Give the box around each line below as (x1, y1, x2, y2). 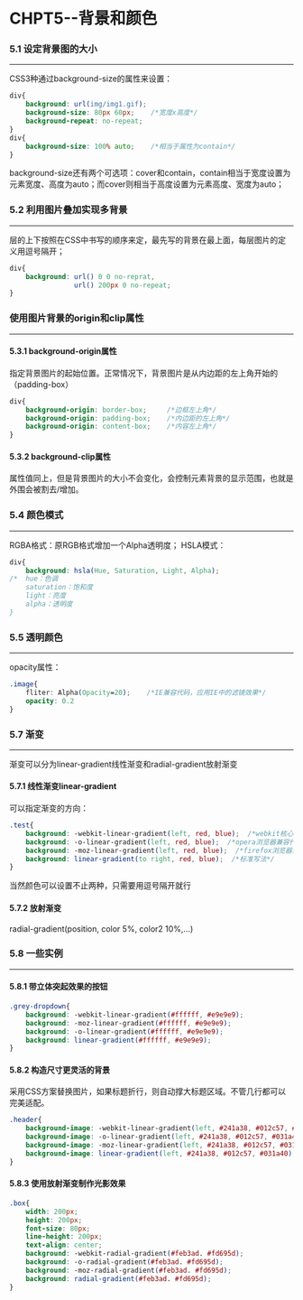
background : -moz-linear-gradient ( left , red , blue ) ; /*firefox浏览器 (25, 846, 293, 855)
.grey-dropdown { (9, 1002, 70, 1011)
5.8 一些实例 (9, 947, 63, 960)
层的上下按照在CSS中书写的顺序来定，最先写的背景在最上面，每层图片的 (9, 234, 279, 245)
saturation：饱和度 (25, 583, 93, 592)
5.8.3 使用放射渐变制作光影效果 (9, 1178, 126, 1189)
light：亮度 (25, 591, 67, 600)
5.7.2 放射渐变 (9, 902, 61, 913)
